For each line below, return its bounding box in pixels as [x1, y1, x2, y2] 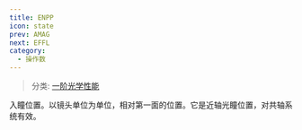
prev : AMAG [9, 30, 50, 39]
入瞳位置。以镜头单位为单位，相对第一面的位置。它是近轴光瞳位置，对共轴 [9, 100, 285, 110]
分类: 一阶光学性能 [31, 81, 100, 91]
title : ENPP [9, 13, 54, 22]
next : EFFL [9, 38, 50, 48]
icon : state [9, 22, 54, 30]
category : [9, 47, 47, 56]
